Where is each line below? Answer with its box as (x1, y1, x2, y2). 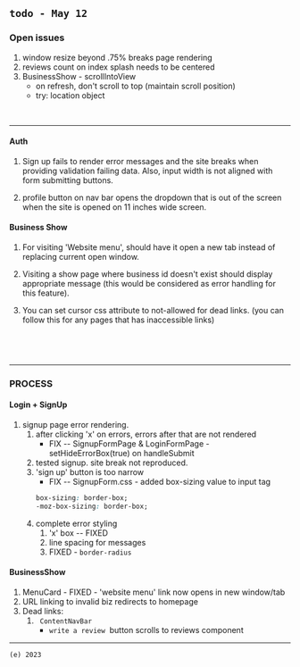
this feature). (21, 288, 70, 298)
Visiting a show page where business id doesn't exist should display (21, 269, 273, 279)
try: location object (35, 89, 105, 101)
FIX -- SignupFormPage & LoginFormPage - (48, 438, 210, 449)
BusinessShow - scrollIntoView (21, 71, 137, 81)
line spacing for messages (48, 537, 146, 547)
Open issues (9, 31, 65, 44)
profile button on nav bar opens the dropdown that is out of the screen (21, 192, 282, 203)
